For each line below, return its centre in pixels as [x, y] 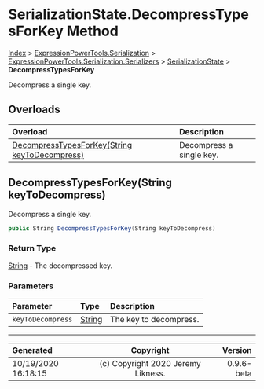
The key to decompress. [154, 320]
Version [237, 350]
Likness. [150, 373]
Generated [32, 350]
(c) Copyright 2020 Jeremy [150, 364]
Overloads [34, 110]
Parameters [31, 286]
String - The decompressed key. [60, 266]
